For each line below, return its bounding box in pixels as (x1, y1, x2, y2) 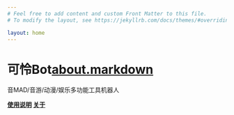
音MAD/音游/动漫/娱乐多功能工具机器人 (7, 86, 120, 94)
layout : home (7, 29, 45, 36)
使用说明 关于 (7, 100, 46, 109)
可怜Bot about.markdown (7, 61, 154, 77)
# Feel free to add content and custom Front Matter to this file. (7, 10, 208, 17)
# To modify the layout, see (7, 17, 92, 24)
